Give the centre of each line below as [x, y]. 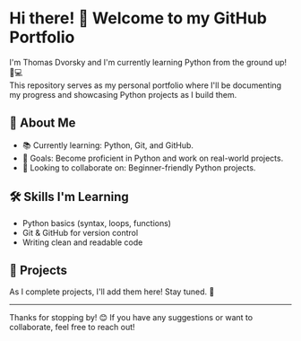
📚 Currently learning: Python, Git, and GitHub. [108, 145]
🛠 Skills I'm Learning [69, 197]
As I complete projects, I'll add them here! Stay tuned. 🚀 [112, 292]
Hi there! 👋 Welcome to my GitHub [138, 18]
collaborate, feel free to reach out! [73, 328]
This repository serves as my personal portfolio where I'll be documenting [146, 85]
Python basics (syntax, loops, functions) [97, 223]
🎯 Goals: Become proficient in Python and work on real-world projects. [153, 158]
